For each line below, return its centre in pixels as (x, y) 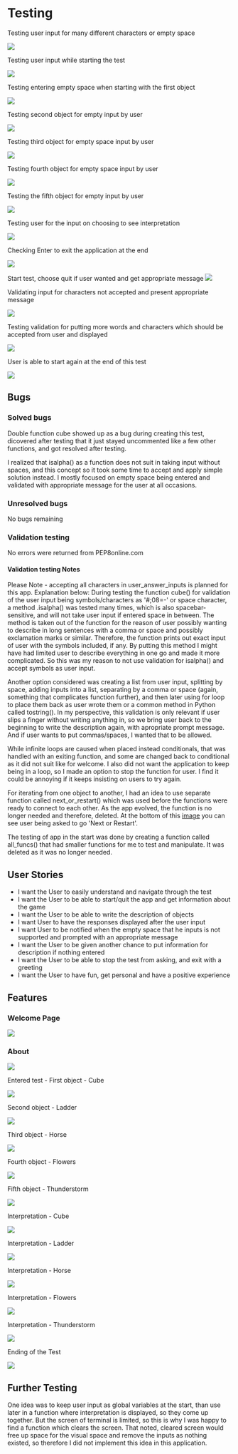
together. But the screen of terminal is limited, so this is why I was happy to (117, 1421)
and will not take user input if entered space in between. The (125, 615)
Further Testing (42, 1388)
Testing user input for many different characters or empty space (101, 33)
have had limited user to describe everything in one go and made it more (114, 653)
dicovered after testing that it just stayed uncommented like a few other (112, 440)
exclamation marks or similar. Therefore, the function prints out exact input (117, 638)
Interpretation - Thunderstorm (52, 1325)
